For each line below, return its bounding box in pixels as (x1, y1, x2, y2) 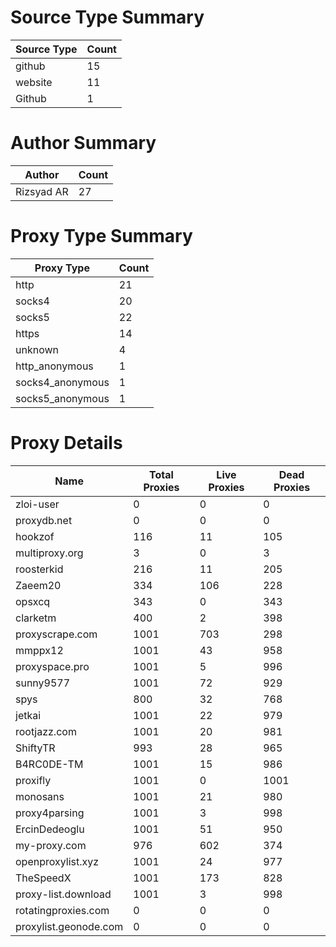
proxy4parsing (15, 806, 85, 820)
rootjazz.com (15, 724, 77, 738)
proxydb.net (15, 513, 73, 527)
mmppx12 (15, 643, 64, 657)
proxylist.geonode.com (15, 919, 124, 933)
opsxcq (15, 594, 51, 608)
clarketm (15, 611, 57, 625)
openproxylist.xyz (15, 854, 100, 868)
